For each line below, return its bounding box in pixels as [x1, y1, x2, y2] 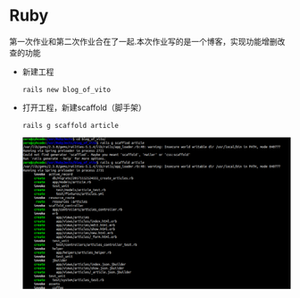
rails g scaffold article [21, 121, 119, 130]
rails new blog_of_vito [21, 85, 112, 94]
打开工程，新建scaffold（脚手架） [21, 102, 146, 113]
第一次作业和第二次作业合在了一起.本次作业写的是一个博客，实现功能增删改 [9, 36, 286, 47]
